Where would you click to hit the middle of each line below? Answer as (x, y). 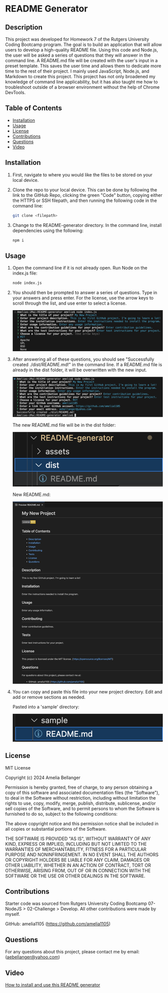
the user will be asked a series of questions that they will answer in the (78, 55)
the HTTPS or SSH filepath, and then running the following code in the (85, 200)
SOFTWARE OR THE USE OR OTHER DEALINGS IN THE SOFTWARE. (75, 876)
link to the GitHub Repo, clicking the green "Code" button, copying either (87, 195)
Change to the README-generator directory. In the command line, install (87, 225)
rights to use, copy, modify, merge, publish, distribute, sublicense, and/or (80, 803)
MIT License (18, 768)
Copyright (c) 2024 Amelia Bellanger (43, 778)
